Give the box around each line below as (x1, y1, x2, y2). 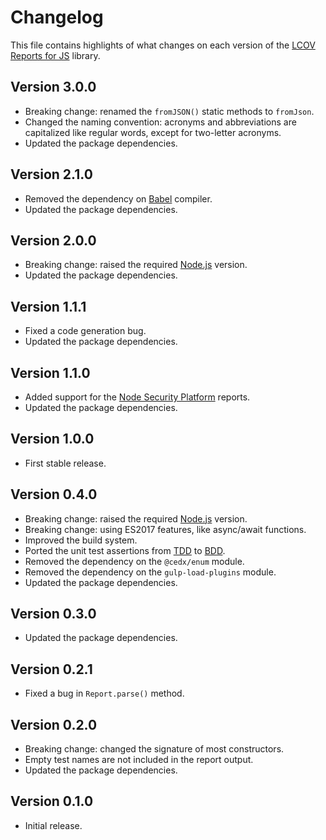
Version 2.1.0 (10, 166, 93, 183)
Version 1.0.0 (10, 431, 95, 448)
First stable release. (24, 457, 107, 469)
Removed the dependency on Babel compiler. (24, 192, 213, 205)
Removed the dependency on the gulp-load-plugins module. (24, 566, 277, 578)
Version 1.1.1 (10, 298, 87, 315)
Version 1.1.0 (10, 364, 91, 381)
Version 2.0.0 (10, 232, 97, 249)
